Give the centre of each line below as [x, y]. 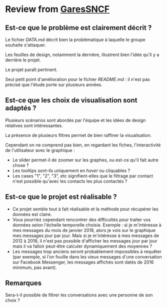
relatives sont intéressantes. [34, 125]
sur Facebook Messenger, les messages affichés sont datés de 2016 [83, 262]
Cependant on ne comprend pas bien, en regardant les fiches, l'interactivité [83, 145]
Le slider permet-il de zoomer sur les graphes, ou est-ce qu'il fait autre [85, 160]
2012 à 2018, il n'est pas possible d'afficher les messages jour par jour [85, 240]
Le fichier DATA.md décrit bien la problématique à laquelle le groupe [75, 39]
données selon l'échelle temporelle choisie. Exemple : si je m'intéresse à [87, 225]
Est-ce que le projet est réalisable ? [61, 197]
